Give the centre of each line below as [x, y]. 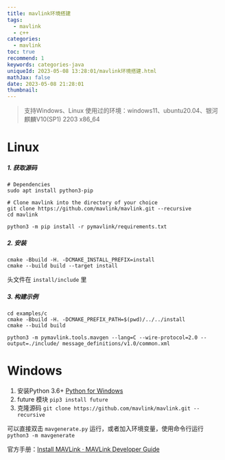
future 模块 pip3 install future [62, 399]
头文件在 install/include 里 [47, 280]
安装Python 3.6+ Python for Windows [70, 391]
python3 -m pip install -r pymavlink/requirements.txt [87, 227]
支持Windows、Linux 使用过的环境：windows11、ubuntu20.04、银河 [121, 111]
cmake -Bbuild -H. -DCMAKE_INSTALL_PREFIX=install [81, 260]
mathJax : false [29, 77]
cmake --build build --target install [62, 266]
